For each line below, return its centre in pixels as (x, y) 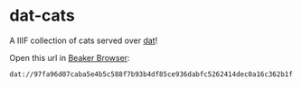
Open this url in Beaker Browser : (70, 57)
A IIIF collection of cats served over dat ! (84, 40)
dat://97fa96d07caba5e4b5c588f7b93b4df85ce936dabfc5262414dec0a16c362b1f (151, 74)
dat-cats (42, 16)
